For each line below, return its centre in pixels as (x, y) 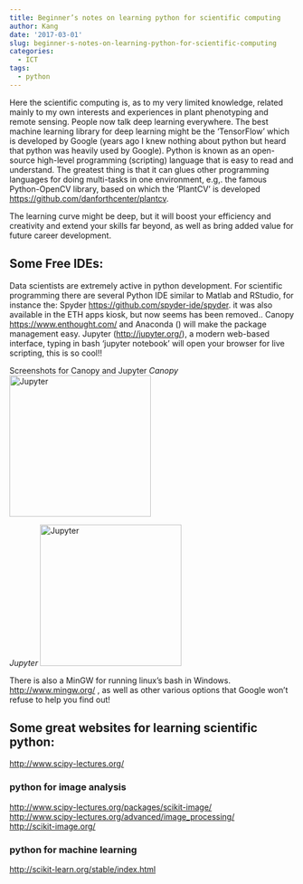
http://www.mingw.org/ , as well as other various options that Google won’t (149, 689)
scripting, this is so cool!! (56, 353)
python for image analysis (68, 787)
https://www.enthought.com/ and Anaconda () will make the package (138, 324)
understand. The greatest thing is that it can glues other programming (139, 169)
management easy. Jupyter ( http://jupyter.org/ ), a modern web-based (139, 333)
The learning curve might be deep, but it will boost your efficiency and (140, 216)
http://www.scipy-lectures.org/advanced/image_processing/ (122, 816)
